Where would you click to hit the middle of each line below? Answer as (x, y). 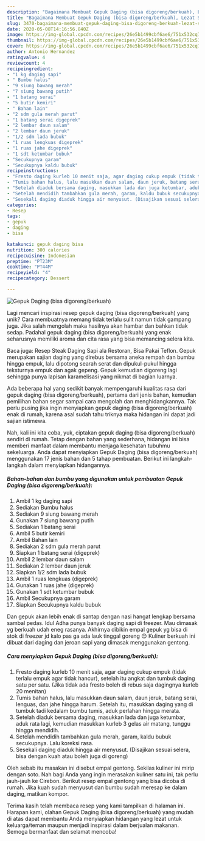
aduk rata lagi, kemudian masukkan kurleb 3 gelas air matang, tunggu (103, 723)
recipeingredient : (30, 69)
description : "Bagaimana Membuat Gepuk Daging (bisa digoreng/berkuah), (101, 12)
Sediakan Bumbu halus (44, 507)
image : (15, 35)
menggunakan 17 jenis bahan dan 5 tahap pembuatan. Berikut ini (88, 458)
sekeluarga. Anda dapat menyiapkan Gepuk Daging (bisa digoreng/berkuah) (102, 452)
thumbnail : (21, 40)
